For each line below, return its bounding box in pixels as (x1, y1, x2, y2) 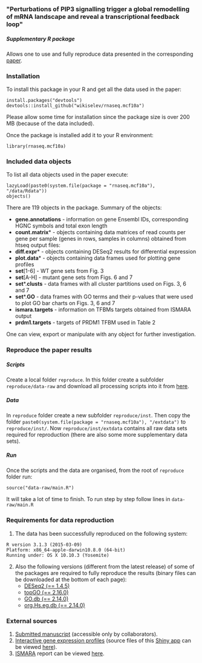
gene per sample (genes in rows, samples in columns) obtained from (15, 235, 186, 243)
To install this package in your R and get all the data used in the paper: (6, 86, 181, 93)
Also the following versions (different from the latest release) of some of (15, 563, 195, 570)
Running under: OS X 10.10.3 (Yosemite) (6, 552, 110, 558)
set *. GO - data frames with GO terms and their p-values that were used (15, 293, 194, 300)
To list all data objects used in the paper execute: (6, 171, 129, 178)
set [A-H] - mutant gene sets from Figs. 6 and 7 (15, 274, 133, 281)
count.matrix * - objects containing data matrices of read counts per (15, 229, 186, 236)
